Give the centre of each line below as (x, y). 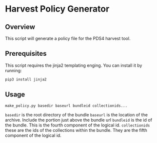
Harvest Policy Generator (57, 9)
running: (13, 70)
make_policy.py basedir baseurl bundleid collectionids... (66, 106)
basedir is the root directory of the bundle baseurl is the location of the (76, 115)
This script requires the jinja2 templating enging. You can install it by (74, 65)
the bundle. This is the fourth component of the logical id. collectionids (78, 125)
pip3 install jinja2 (26, 79)
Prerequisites (26, 54)
